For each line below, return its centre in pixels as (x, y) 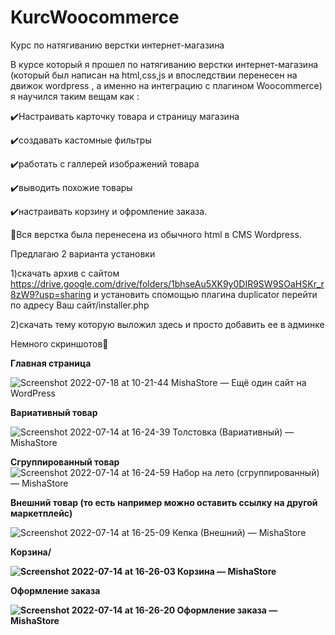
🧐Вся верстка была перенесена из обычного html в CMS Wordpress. (156, 234)
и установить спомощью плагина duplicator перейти (205, 294)
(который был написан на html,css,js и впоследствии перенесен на (154, 75)
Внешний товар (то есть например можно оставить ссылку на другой (164, 502)
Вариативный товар (54, 412)
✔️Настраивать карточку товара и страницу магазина (125, 116)
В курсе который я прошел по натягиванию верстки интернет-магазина (164, 64)
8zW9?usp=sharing (51, 294)
